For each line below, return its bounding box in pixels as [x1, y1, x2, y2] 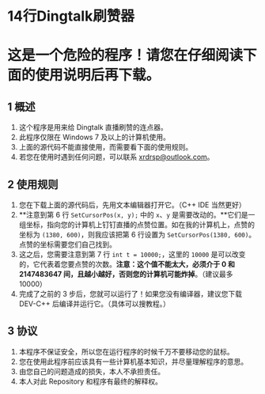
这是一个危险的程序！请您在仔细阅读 [7, 47, 244, 64]
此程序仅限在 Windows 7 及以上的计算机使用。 [18, 132, 171, 142]
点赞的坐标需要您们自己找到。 [18, 240, 116, 249]
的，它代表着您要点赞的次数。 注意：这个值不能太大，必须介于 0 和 [18, 260, 235, 269]
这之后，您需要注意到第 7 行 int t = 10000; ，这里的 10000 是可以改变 [18, 250, 246, 259]
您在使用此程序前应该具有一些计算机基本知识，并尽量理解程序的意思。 [18, 357, 248, 366]
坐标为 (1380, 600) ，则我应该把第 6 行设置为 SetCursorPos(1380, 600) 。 [18, 230, 256, 239]
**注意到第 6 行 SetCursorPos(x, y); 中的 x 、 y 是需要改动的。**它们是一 [18, 210, 256, 219]
